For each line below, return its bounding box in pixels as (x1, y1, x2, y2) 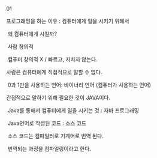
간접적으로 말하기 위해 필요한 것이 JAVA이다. (6, 94, 111, 101)
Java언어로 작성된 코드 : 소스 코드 (7, 120, 87, 127)
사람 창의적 (7, 43, 34, 50)
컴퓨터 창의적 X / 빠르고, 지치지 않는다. (7, 56, 98, 62)
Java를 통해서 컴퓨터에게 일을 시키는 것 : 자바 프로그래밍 (7, 107, 140, 114)
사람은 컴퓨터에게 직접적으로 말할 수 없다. (6, 68, 102, 76)
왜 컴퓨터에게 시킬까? (7, 30, 57, 37)
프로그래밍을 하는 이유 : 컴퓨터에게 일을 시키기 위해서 (6, 17, 129, 25)
